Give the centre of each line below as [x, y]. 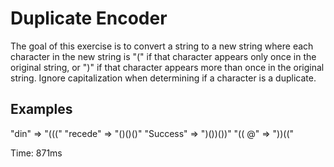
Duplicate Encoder [89, 18]
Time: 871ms [36, 153]
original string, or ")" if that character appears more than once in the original [167, 67]
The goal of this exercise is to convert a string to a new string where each [162, 46]
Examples [41, 109]
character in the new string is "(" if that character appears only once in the [163, 56]
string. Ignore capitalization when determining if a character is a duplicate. [163, 78]
